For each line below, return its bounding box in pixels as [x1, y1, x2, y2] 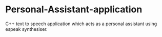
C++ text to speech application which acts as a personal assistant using [5, 21, 157, 27]
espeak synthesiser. [5, 26, 48, 32]
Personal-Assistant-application [5, 4, 143, 15]
